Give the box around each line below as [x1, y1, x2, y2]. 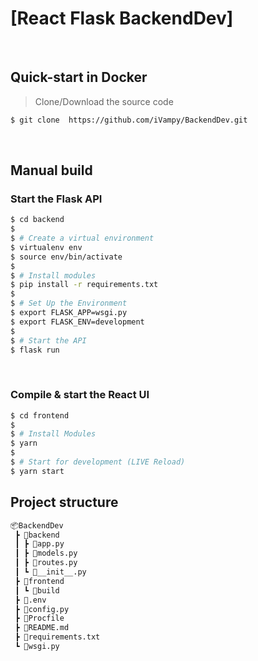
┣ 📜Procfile [14, 613, 65, 624]
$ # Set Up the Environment [10, 298, 128, 309]
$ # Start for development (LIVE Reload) [10, 457, 186, 467]
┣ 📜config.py [14, 604, 70, 614]
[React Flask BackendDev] [10, 7, 234, 30]
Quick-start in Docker [10, 69, 148, 86]
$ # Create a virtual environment [10, 233, 155, 244]
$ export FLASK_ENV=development [10, 317, 145, 327]
